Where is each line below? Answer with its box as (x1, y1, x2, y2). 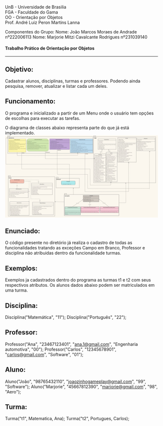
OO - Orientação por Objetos (5, 15, 63, 20)
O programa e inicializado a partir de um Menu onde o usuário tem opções (5, 110, 154, 116)
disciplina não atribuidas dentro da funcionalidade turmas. (5, 250, 121, 256)
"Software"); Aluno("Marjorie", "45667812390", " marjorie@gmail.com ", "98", (5, 383, 158, 390)
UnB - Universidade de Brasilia (5, 4, 66, 10)
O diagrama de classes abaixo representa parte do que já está (5, 125, 130, 131)
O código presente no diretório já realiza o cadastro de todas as (5, 240, 132, 246)
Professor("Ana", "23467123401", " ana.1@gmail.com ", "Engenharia (5, 341, 138, 347)
